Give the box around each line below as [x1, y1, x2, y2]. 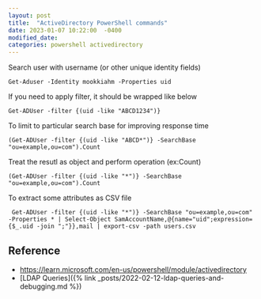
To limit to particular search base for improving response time [8, 121, 210, 131]
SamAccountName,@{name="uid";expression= [114, 215, 253, 224]
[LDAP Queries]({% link [19, 273, 96, 282]
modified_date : [8, 33, 59, 42]
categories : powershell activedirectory [8, 41, 144, 49]
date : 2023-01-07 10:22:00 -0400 [8, 26, 123, 34]
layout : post [8, 11, 51, 20]
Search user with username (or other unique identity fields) [8, 62, 202, 72]
